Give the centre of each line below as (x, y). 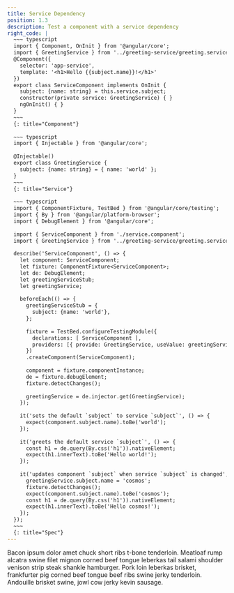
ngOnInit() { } (42, 105)
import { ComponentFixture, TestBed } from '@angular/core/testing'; (116, 209)
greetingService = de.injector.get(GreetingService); (106, 396)
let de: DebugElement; (53, 273)
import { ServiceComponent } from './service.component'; (100, 234)
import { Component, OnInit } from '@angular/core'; (92, 46)
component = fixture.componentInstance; (85, 370)
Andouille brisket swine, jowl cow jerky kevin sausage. (85, 582)
